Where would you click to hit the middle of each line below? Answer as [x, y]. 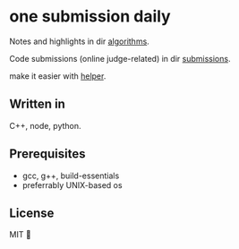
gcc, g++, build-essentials [71, 176]
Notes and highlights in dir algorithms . [79, 41]
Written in [37, 104]
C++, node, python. [46, 125]
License [32, 213]
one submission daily [90, 17]
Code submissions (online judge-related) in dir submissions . [120, 58]
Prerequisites [47, 154]
